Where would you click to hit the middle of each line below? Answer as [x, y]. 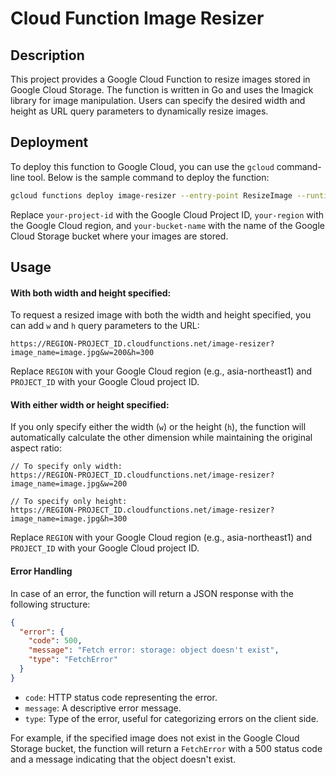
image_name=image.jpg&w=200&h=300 [82, 353]
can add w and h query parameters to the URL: [105, 326]
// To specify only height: [69, 502]
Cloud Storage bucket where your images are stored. [119, 236]
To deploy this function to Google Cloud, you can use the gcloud [142, 166]
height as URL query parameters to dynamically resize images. [139, 111]
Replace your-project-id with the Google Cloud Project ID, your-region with [167, 214]
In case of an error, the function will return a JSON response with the [152, 593]
